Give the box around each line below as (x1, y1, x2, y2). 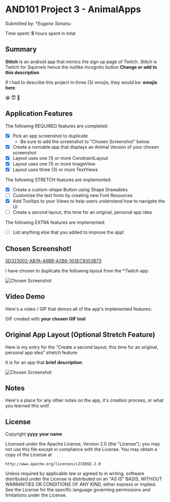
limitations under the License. (5, 492, 67, 498)
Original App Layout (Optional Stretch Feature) (5, 330, 156, 339)
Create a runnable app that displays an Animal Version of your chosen (12, 144, 159, 150)
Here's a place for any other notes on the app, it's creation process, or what (5, 397, 164, 403)
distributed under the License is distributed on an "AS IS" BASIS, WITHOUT (5, 476, 162, 482)
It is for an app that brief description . (5, 359, 84, 365)
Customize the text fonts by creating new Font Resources (12, 192, 133, 198)
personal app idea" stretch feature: (5, 349, 79, 355)
